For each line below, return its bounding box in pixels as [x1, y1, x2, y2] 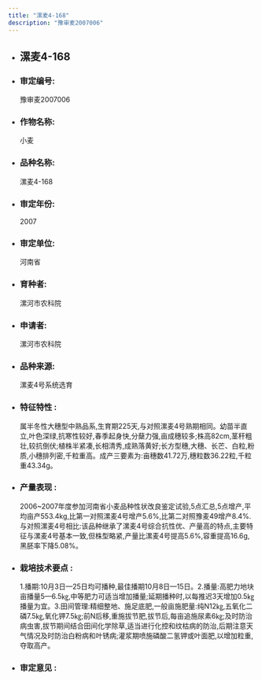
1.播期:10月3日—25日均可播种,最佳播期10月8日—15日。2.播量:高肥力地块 [19, 582, 254, 591]
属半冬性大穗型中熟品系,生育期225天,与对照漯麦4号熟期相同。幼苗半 [19, 421, 242, 431]
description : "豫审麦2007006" [8, 19, 104, 27]
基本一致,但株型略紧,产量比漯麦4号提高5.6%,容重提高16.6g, [58, 530, 250, 540]
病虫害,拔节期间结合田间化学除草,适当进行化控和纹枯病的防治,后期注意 [19, 621, 246, 630]
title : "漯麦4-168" [8, 11, 70, 20]
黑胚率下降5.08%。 [19, 541, 83, 550]
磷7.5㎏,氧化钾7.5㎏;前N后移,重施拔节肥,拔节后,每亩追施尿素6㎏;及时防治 [19, 612, 253, 621]
